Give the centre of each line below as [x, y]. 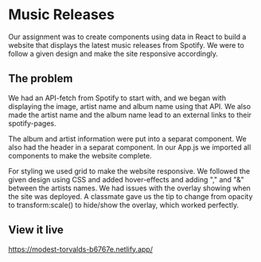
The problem [41, 78]
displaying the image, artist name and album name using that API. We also [130, 106]
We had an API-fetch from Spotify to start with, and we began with [117, 98]
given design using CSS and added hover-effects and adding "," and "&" [126, 179]
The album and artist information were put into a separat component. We [127, 139]
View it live [36, 230]
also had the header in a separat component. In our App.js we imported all [130, 147]
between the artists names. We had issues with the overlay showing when [129, 188]
